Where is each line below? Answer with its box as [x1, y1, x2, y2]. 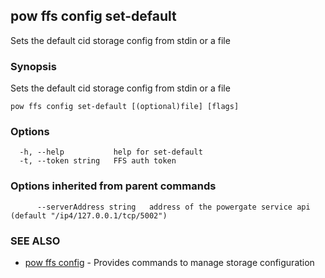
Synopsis [10, 59, 57, 73]
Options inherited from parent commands [10, 179, 217, 193]
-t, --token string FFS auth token [19, 156, 177, 166]
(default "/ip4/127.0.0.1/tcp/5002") [10, 210, 168, 221]
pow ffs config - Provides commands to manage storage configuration [24, 257, 315, 268]
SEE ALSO [10, 234, 61, 248]
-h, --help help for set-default [19, 147, 203, 158]
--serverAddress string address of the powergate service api [36, 202, 311, 212]
